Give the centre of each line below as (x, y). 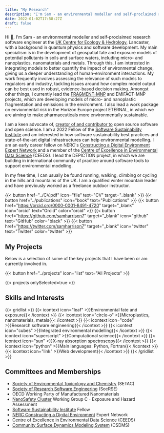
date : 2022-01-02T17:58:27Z (34, 19)
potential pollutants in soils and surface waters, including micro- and (74, 58)
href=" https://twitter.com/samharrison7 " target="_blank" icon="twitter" (77, 226)
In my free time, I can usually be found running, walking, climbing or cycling (81, 175)
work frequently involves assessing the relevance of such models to (73, 79)
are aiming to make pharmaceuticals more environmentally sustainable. (77, 115)
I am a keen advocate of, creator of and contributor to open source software (82, 124)
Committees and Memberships (53, 372)
